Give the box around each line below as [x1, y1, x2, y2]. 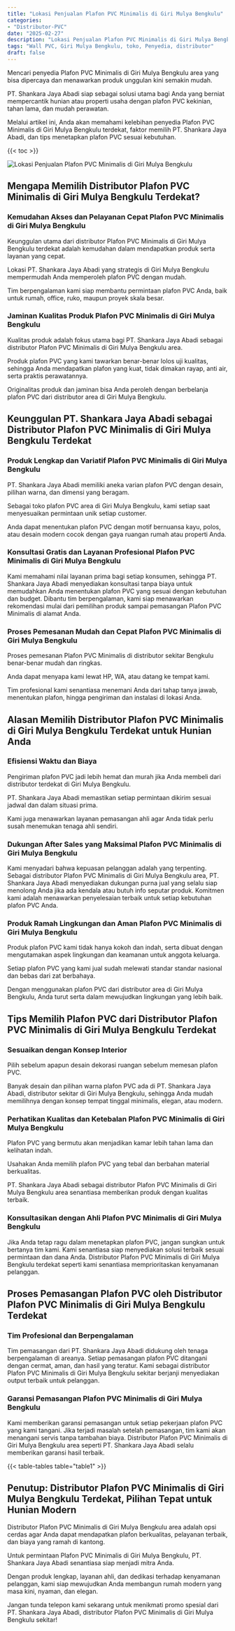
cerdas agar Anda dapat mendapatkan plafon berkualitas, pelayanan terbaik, [7, 1530, 228, 1539]
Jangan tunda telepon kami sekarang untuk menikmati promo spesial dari [7, 1600, 219, 1609]
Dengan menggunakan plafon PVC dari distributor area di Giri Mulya [7, 985, 204, 994]
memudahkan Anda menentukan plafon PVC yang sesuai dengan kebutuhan [7, 587, 227, 595]
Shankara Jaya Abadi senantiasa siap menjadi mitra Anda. [7, 1558, 175, 1567]
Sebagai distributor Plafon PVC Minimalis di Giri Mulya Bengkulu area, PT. [7, 871, 219, 880]
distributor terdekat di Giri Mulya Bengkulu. [7, 780, 131, 788]
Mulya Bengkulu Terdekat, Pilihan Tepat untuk [7, 1493, 213, 1505]
